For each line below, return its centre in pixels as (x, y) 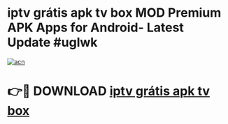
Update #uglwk (52, 42)
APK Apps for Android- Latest (95, 28)
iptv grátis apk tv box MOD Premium (114, 13)
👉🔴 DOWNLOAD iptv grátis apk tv (108, 91)
